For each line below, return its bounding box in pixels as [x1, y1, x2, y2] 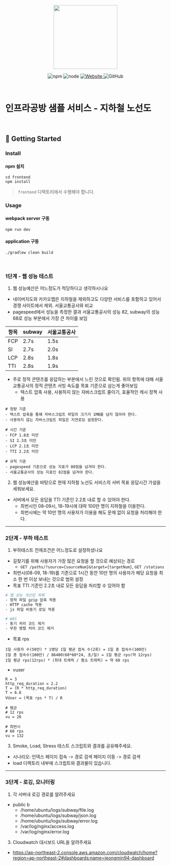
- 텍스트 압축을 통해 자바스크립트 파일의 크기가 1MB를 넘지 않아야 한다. [5, 412, 137, 417]
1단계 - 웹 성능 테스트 [5, 272, 53, 279]
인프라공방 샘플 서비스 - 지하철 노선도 [5, 103, 152, 114]
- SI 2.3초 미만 [5, 438, 37, 443]
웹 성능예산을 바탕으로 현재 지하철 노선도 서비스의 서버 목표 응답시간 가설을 [12, 479, 161, 485]
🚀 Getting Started [5, 134, 62, 143]
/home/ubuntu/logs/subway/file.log [20, 807, 94, 813]
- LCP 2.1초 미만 [5, 443, 39, 449]
